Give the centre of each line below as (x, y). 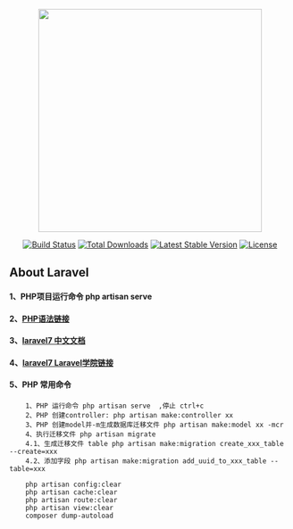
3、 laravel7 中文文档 (48, 341)
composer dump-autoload (70, 516)
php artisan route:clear (71, 500)
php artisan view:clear (70, 508)
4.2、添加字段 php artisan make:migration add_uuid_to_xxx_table (146, 461)
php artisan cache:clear (71, 492)
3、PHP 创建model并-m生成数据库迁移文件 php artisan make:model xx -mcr (155, 425)
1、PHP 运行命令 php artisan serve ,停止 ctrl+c (115, 406)
